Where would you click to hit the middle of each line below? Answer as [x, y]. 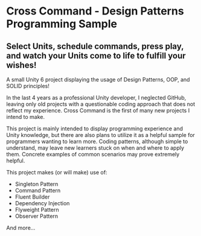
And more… [21, 228]
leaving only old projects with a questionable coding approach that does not [101, 104]
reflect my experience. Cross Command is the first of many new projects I [98, 110]
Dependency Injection [42, 203]
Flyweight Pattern [37, 210]
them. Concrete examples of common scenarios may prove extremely [93, 154]
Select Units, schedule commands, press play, [95, 46]
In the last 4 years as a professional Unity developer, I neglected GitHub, [96, 97]
